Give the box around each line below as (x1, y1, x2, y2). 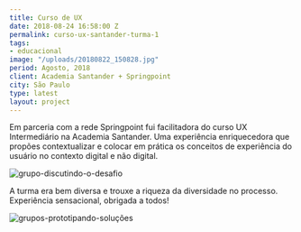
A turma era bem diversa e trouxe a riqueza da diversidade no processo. (9, 186, 278, 197)
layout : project (9, 97, 70, 107)
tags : (9, 38, 30, 48)
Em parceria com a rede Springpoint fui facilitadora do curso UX (9, 122, 248, 133)
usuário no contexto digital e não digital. (9, 151, 159, 162)
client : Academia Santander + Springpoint (9, 72, 171, 81)
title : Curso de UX (9, 13, 83, 23)
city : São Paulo (9, 80, 70, 89)
